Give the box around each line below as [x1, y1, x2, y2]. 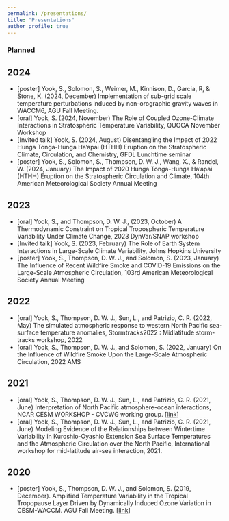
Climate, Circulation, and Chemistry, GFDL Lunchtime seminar [16, 150, 191, 158]
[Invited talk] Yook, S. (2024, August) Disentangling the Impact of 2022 [16, 136, 217, 144]
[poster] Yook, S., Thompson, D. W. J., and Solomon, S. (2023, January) [16, 254, 219, 262]
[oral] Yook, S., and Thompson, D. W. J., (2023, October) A [16, 217, 183, 226]
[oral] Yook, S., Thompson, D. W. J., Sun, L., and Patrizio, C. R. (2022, [16, 313, 213, 322]
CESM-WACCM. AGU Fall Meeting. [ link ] [16, 507, 131, 515]
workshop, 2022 [36, 335, 83, 343]
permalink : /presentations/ [7, 10, 87, 17]
